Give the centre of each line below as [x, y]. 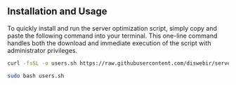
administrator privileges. [42, 50]
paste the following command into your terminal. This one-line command [112, 36]
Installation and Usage [57, 11]
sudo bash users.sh [36, 76]
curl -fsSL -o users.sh [42, 63]
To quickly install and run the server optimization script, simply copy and [112, 28]
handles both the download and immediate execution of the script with [110, 43]
